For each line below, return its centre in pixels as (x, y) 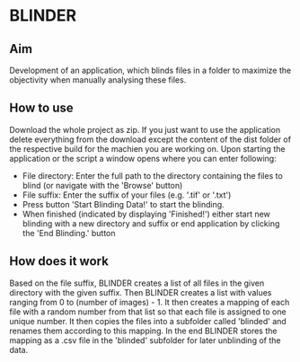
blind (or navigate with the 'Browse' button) (102, 185)
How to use (41, 108)
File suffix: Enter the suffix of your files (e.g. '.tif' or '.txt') (127, 195)
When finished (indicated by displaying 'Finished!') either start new (146, 214)
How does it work (59, 261)
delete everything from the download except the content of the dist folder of (150, 139)
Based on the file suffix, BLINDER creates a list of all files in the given (137, 283)
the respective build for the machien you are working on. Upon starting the (147, 148)
